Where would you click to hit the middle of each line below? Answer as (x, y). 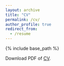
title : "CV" (18, 15)
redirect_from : (22, 29)
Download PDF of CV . (28, 58)
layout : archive (23, 10)
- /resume (20, 34)
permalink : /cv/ (23, 19)
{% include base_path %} (32, 48)
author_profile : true (28, 24)
